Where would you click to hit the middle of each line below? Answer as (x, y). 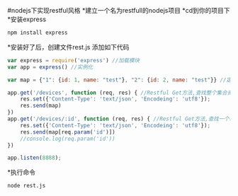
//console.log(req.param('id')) (68, 139)
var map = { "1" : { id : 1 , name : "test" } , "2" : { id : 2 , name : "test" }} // (117, 80)
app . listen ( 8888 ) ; (34, 158)
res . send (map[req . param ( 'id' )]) (68, 132)
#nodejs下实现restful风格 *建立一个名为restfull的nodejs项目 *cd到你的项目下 (119, 10)
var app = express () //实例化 (50, 67)
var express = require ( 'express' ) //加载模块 (74, 60)
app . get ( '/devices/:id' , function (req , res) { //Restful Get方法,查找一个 (118, 119)
